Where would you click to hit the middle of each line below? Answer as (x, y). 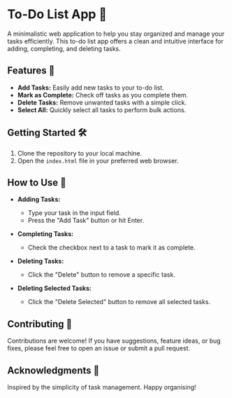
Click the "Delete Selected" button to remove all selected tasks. (119, 302)
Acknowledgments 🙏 (53, 370)
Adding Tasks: (39, 200)
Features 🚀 (31, 70)
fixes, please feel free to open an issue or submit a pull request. (99, 348)
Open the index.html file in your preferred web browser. (98, 160)
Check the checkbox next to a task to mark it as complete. (111, 247)
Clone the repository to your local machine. (79, 153)
